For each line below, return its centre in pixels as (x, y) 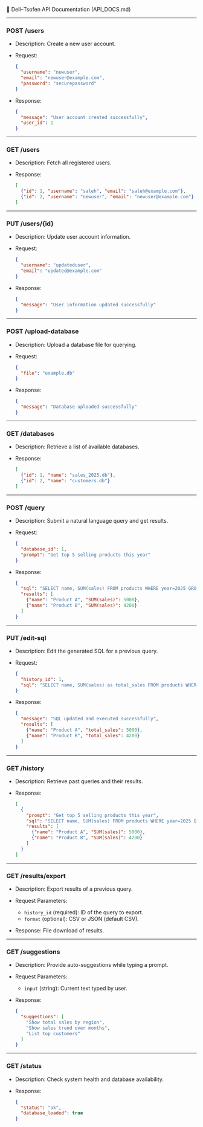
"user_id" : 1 (37, 123)
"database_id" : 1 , (44, 549)
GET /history (25, 768)
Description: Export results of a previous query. (74, 889)
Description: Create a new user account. (65, 44)
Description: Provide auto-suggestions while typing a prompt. (92, 965)
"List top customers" (53, 1033)
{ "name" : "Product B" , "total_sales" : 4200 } (83, 735)
